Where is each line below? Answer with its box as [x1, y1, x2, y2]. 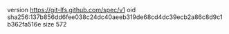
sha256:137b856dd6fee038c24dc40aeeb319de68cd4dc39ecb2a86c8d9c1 [7, 13, 223, 21]
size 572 [42, 20, 67, 28]
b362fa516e [7, 20, 42, 28]
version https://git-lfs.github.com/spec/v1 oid [7, 6, 136, 14]
